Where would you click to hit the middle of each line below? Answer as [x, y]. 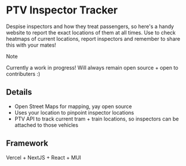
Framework [27, 143]
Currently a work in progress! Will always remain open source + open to [92, 67]
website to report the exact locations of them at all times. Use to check [91, 32]
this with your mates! [31, 45]
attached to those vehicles [46, 125]
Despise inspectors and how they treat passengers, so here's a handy [90, 26]
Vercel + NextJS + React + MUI [44, 157]
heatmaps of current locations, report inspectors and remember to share [93, 39]
